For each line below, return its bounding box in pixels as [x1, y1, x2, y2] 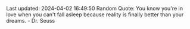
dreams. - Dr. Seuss [6, 17, 55, 24]
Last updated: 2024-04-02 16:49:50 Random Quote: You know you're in [6, 5, 183, 12]
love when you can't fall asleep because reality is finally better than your [6, 11, 184, 18]
